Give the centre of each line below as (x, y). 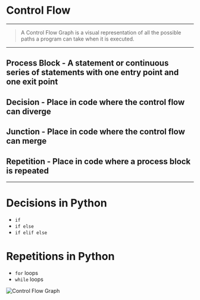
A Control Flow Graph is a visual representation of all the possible (101, 32)
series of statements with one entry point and (93, 72)
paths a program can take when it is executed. (78, 39)
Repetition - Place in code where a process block (99, 161)
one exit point (32, 82)
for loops (26, 273)
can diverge (29, 111)
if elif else (31, 233)
